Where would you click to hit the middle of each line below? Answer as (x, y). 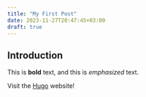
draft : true (25, 27)
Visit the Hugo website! (41, 86)
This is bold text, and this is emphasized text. (73, 72)
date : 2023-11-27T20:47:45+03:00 (56, 20)
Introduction (35, 55)
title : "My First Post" (42, 14)
